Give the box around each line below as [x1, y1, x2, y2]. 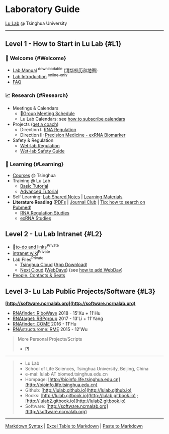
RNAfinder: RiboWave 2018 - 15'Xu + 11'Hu [12, 310, 101, 316]
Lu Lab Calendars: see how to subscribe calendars [20, 116, 126, 122]
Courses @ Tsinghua [12, 172, 56, 178]
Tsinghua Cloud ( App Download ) [20, 261, 88, 268]
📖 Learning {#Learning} [5, 160, 64, 168]
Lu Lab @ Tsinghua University [5, 20, 67, 26]
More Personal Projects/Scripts [17, 336, 82, 342]
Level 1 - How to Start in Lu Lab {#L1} [5, 39, 122, 48]
